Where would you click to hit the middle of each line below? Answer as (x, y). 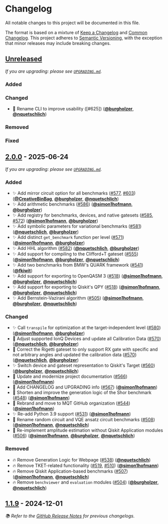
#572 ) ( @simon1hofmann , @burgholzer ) (55, 221)
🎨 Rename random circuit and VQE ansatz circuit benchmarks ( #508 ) (84, 420)
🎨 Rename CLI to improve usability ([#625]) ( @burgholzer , (73, 108)
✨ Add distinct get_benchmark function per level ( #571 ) (68, 237)
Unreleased (24, 59)
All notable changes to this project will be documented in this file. (73, 23)
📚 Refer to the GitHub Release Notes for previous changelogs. (70, 516)
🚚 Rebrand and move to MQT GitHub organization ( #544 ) (71, 403)
